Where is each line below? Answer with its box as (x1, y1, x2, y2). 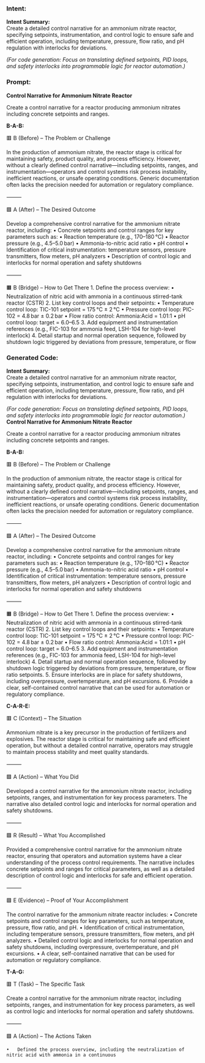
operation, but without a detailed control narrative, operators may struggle (6, 742, 193, 749)
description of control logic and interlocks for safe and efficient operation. (6, 871, 193, 879)
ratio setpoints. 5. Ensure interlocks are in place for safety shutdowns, (6, 671, 182, 678)
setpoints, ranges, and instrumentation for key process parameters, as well (6, 1001, 195, 1008)
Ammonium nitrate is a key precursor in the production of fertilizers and (6, 728, 187, 736)
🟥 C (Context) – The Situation (6, 714, 82, 722)
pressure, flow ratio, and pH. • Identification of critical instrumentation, (6, 923, 185, 931)
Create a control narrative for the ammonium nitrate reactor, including (6, 994, 182, 1002)
